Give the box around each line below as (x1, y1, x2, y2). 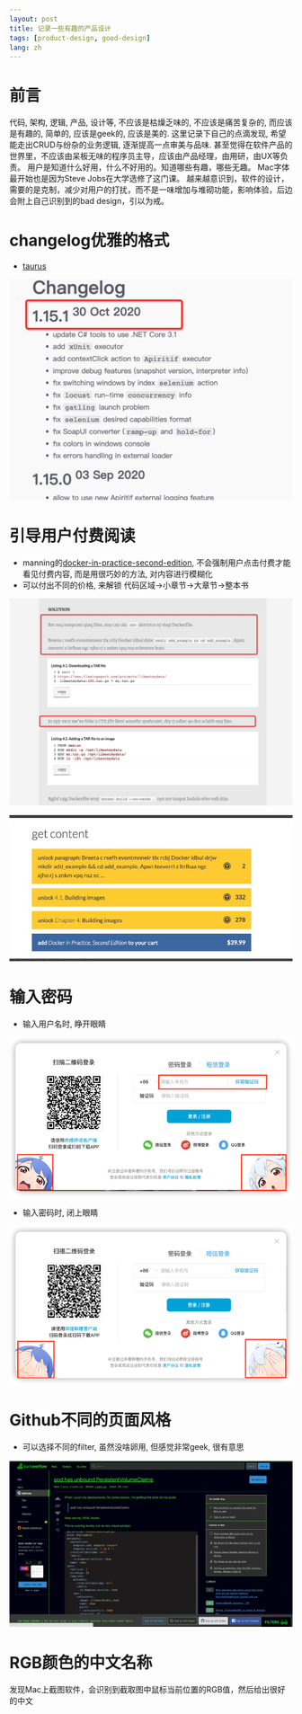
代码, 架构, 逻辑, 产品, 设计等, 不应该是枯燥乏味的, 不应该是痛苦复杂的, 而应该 (9, 117, 293, 128)
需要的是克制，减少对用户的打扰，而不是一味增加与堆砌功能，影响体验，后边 (9, 184, 293, 195)
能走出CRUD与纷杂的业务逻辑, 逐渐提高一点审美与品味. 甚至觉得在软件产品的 (9, 139, 293, 150)
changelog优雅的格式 (9, 230, 170, 251)
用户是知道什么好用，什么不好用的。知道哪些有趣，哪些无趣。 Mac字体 (26, 162, 290, 173)
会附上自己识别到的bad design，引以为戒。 (9, 196, 169, 207)
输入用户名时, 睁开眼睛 (22, 1018, 106, 1029)
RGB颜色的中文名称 (9, 1653, 153, 1674)
